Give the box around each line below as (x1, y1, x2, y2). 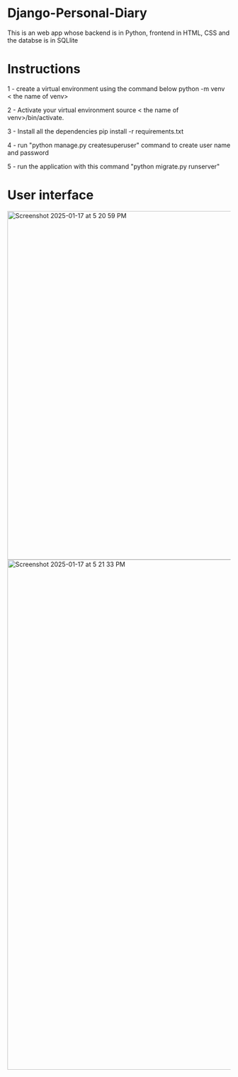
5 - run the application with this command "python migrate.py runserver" (7, 162, 220, 171)
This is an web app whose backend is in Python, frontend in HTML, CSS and (7, 28, 230, 37)
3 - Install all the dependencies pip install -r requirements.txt (7, 126, 184, 136)
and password (7, 148, 50, 157)
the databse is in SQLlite (7, 36, 79, 44)
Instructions (7, 61, 81, 77)
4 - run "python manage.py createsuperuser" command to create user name (7, 141, 231, 149)
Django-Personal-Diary (7, 5, 147, 21)
